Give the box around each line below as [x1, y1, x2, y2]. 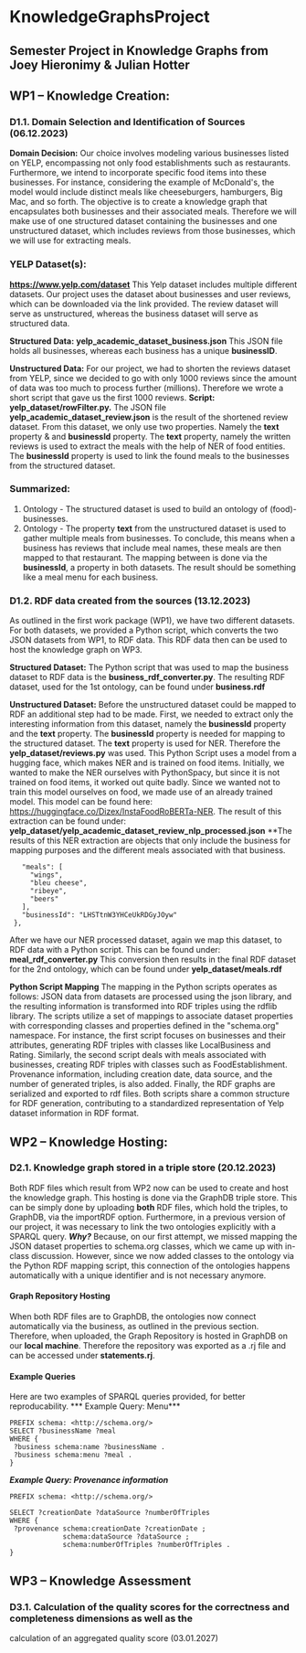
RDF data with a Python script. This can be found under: [9, 944, 221, 955]
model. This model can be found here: [9, 796, 153, 807]
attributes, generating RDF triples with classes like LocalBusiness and [9, 1040, 271, 1050]
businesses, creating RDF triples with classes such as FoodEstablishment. [9, 1059, 288, 1071]
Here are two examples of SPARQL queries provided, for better [9, 1392, 246, 1402]
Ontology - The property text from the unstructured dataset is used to [22, 523, 287, 534]
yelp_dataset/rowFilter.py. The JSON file [9, 401, 167, 412]
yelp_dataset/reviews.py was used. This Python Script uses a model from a [9, 748, 297, 759]
